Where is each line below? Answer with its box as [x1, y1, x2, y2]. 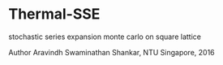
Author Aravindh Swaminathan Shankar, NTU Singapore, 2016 [8, 47, 215, 57]
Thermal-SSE [8, 5, 101, 24]
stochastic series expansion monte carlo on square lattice [8, 32, 201, 41]
